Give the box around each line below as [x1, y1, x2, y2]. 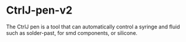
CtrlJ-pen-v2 [6, 4, 73, 17]
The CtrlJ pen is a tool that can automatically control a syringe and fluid [6, 23, 180, 30]
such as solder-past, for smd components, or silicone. [6, 29, 138, 36]
